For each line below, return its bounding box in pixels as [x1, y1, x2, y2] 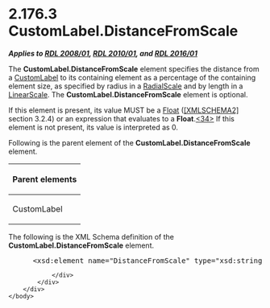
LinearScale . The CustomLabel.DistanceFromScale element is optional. [8, 89, 248, 99]
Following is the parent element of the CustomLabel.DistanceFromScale [8, 138, 251, 147]
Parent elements [12, 174, 77, 185]
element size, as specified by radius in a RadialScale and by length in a [8, 81, 243, 91]
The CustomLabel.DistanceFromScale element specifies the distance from [8, 64, 260, 73]
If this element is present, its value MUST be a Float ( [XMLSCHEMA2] [8, 105, 239, 115]
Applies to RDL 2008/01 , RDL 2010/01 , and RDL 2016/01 [8, 48, 198, 58]
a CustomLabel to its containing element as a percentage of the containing [8, 72, 256, 82]
